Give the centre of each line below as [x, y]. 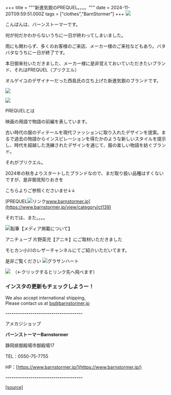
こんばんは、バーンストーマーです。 [43, 24]
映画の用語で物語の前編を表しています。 [48, 121]
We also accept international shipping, [45, 298]
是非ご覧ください [23, 261]
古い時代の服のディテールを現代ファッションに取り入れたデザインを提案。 [83, 132]
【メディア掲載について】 [46, 228]
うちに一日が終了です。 [43, 52]
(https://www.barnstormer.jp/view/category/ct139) [58, 207]
